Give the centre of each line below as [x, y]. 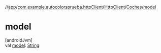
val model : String [22, 45]
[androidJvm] [19, 40]
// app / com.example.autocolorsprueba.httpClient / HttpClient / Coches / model [81, 7]
